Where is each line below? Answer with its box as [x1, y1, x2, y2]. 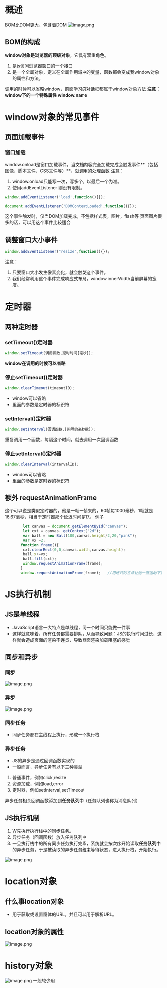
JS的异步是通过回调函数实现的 [12, 758, 75, 764]
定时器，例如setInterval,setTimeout [12, 787, 84, 793]
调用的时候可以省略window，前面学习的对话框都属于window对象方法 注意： [5, 86, 161, 92]
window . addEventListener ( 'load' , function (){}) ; [5, 194, 106, 200]
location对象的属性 [5, 927, 64, 936]
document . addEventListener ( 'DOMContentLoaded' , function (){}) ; [5, 203, 137, 209]
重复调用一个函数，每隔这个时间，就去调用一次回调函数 [5, 437, 118, 443]
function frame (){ [20, 542, 59, 547]
